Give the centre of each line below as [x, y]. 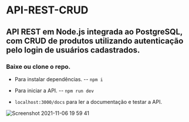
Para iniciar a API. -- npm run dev [54, 90]
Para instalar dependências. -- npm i [59, 79]
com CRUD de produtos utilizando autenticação [95, 41]
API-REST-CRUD [47, 10]
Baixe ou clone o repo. [38, 67]
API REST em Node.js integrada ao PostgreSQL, [95, 32]
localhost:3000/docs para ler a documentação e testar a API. [88, 102]
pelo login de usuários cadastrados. [73, 50]
